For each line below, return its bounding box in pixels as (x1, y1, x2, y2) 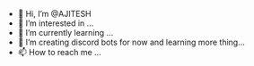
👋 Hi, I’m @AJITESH (17, 9, 92, 19)
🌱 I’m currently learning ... (17, 28, 114, 37)
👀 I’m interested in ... (17, 18, 94, 29)
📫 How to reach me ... (17, 47, 101, 57)
